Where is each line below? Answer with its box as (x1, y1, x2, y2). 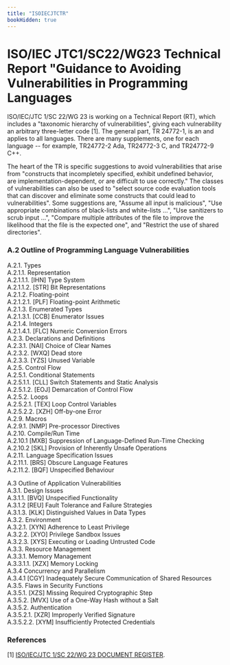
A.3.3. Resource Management (7, 545, 91, 553)
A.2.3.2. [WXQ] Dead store (7, 349, 82, 357)
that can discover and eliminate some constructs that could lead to (7, 192, 196, 200)
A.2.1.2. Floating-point (7, 290, 69, 298)
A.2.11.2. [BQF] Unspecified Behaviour (7, 466, 115, 474)
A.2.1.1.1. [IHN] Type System (7, 276, 85, 284)
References (7, 635, 47, 644)
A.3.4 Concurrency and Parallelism (7, 567, 106, 575)
